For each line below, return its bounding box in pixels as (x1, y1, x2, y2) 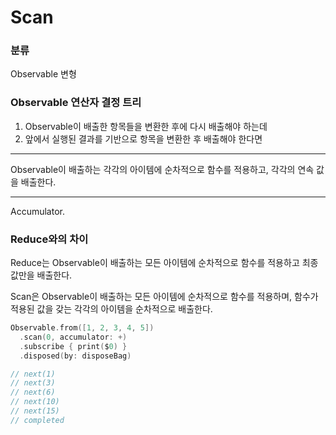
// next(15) (10, 406, 60, 416)
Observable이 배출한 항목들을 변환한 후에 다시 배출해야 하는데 (24, 120, 268, 132)
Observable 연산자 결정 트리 (10, 96, 142, 110)
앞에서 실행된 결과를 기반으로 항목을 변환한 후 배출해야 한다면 (24, 132, 263, 145)
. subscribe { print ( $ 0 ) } (19, 341, 128, 351)
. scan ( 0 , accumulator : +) (19, 332, 128, 342)
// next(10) (10, 397, 60, 407)
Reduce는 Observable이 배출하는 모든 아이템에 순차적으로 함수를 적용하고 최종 (10, 257, 319, 269)
